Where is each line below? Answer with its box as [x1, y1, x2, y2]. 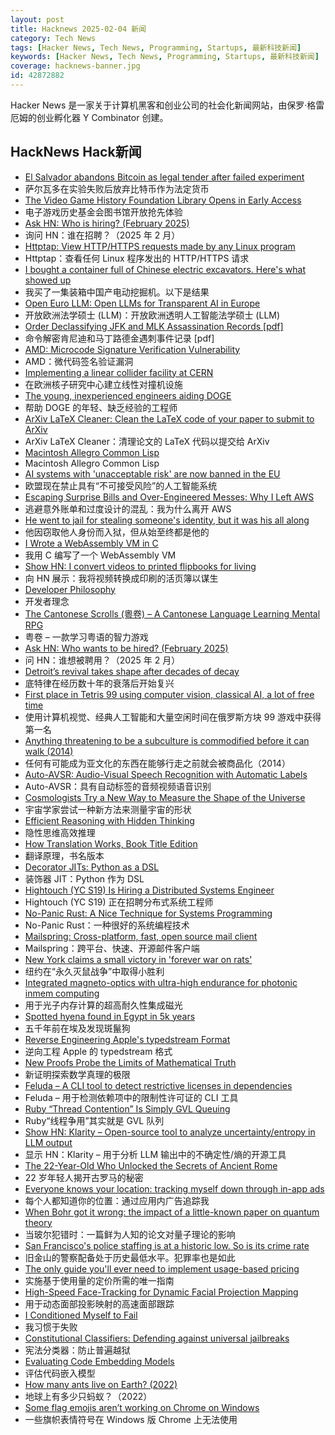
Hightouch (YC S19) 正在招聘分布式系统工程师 [24, 896, 214, 908]
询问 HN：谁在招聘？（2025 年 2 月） [24, 229, 181, 241]
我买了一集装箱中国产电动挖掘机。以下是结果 [24, 286, 210, 298]
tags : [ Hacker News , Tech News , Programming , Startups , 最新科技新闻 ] [10, 42, 302, 53]
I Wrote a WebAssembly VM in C [24, 537, 159, 549]
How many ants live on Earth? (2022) [24, 1378, 178, 1390]
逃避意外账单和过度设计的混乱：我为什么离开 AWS [24, 502, 232, 515]
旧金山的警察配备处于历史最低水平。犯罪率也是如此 [24, 1251, 236, 1263]
